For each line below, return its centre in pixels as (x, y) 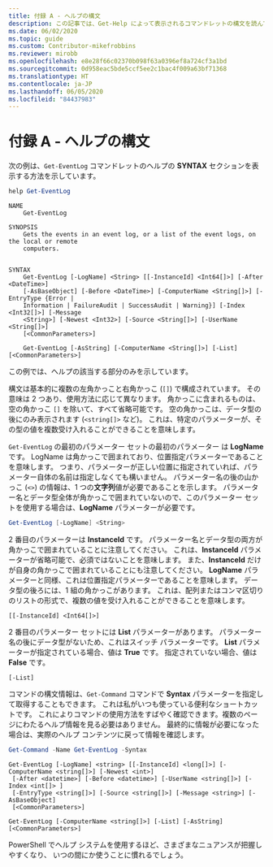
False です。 (29, 662)
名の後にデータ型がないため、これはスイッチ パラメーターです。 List (123, 642)
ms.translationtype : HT (49, 76)
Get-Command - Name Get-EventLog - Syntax (78, 750)
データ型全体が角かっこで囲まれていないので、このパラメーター (136, 497)
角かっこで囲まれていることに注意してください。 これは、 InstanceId (123, 549)
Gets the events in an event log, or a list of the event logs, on (139, 235)
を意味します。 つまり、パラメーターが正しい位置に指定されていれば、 (126, 467)
